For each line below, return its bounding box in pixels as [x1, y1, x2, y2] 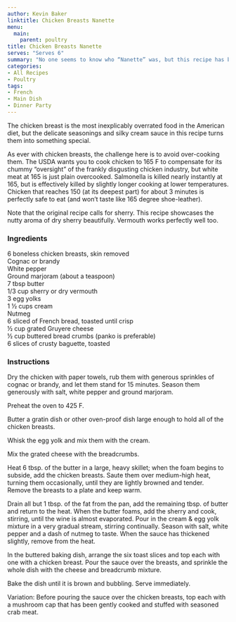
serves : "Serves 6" [7, 50, 65, 57]
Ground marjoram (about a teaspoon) [7, 272, 115, 280]
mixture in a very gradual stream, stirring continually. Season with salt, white [7, 522, 228, 530]
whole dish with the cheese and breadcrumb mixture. [7, 566, 162, 574]
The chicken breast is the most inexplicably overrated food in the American [7, 121, 225, 130]
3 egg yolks [7, 294, 41, 303]
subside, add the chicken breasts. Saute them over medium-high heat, [7, 471, 211, 480]
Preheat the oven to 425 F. [7, 402, 84, 410]
